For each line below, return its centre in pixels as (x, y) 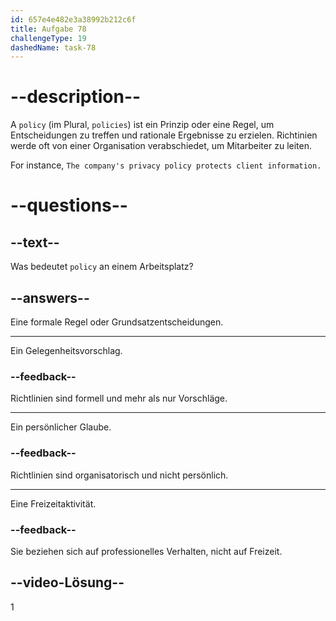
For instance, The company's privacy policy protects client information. (166, 165)
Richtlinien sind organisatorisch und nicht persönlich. (119, 475)
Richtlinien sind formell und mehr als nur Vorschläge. (119, 398)
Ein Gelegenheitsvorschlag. (66, 350)
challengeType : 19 (48, 38)
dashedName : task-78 (53, 47)
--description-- (76, 97)
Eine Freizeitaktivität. (53, 503)
